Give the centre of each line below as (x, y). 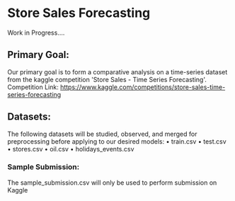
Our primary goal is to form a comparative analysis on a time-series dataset (117, 71)
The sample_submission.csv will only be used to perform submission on (112, 183)
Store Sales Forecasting (79, 13)
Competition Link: (33, 87)
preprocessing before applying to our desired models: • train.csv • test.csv (117, 141)
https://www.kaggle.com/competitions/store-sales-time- (143, 87)
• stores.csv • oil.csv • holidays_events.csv (71, 149)
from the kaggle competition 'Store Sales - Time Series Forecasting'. (107, 79)
